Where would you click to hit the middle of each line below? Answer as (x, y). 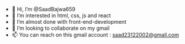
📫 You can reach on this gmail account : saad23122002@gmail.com (95, 35)
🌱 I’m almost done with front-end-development (69, 22)
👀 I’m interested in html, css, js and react (61, 15)
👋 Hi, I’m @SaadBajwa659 (44, 9)
